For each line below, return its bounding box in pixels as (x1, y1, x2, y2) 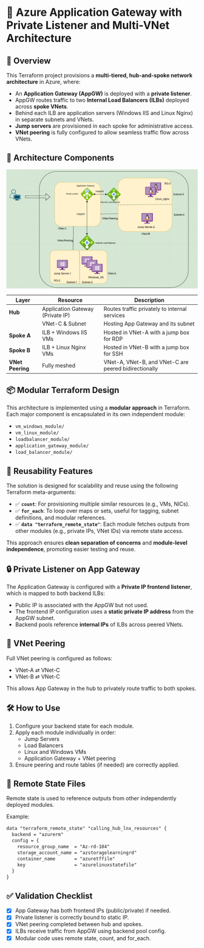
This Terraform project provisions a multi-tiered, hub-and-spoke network (6, 72, 193, 78)
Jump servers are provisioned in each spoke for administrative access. (15, 122, 194, 130)
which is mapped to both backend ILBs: (6, 590, 105, 597)
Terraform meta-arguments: (6, 489, 76, 496)
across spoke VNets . (15, 103, 69, 110)
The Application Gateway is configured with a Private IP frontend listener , (6, 584, 192, 591)
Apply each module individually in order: (15, 728, 117, 736)
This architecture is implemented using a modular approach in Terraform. (6, 404, 191, 411)
